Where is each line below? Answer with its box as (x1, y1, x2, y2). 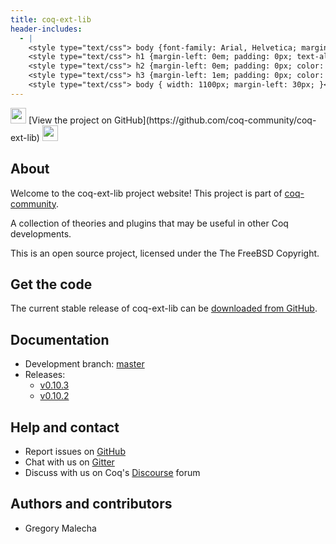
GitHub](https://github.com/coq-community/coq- (114, 114, 317, 126)
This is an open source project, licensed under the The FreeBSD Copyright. (10, 247, 320, 259)
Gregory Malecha (24, 522, 97, 534)
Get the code (10, 276, 93, 293)
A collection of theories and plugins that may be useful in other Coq (10, 217, 289, 229)
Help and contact (10, 419, 120, 436)
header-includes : (10, 24, 83, 34)
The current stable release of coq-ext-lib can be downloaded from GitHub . (10, 302, 318, 315)
